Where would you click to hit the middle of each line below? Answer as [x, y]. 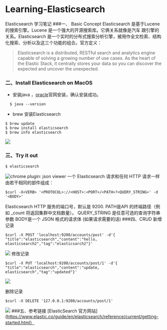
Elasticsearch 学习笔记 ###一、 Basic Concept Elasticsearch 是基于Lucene [82, 24]
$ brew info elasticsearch [33, 133]
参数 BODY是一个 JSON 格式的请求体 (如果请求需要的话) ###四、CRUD [78, 219]
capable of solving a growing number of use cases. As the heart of [87, 58]
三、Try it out [22, 155]
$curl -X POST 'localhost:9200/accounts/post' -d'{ [60, 235]
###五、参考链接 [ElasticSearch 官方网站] [54, 311]
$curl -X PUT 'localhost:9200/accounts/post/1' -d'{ [61, 263]
